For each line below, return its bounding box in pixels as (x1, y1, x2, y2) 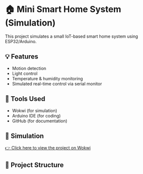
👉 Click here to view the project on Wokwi (5, 145, 91, 151)
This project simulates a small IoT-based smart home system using (5, 33, 138, 39)
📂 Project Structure (5, 160, 64, 169)
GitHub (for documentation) (12, 118, 68, 124)
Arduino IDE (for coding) (12, 113, 61, 118)
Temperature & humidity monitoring (12, 75, 83, 81)
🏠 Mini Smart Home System (5, 4, 121, 15)
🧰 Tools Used (5, 95, 46, 103)
